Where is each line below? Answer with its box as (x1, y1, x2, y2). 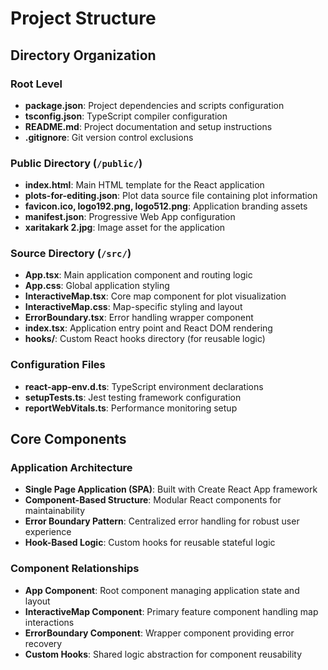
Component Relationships (10, 562, 140, 576)
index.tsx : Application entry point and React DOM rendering (24, 322, 273, 334)
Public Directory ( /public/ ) (10, 156, 143, 170)
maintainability (24, 505, 86, 517)
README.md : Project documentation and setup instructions (24, 120, 273, 132)
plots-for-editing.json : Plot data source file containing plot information (24, 190, 318, 202)
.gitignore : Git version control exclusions (24, 131, 194, 143)
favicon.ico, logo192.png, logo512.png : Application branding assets (24, 200, 308, 212)
